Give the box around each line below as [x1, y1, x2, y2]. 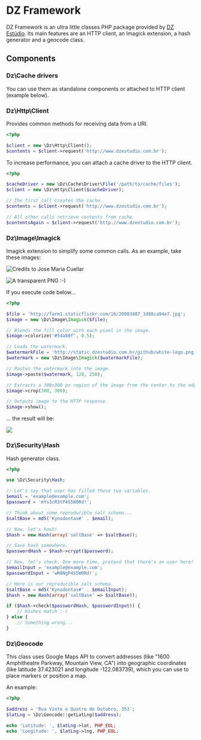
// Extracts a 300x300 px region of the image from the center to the [6, 382, 186, 388]
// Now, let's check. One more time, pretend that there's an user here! [6, 559, 194, 565]
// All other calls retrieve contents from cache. [6, 214, 135, 220]
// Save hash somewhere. [6, 543, 68, 549]
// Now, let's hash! [6, 526, 58, 532]
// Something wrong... [17, 620, 74, 626]
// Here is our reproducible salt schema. [6, 581, 114, 587]
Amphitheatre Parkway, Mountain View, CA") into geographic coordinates [6, 660, 187, 667]
